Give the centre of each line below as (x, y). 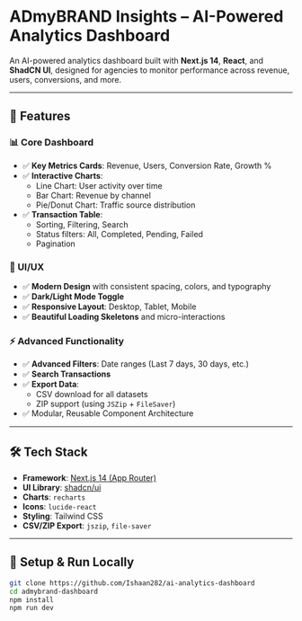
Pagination (56, 244)
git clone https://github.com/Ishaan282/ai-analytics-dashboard (132, 583)
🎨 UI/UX (27, 267)
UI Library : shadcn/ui (62, 488)
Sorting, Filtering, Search (82, 224)
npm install (31, 599)
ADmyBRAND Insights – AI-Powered (147, 17)
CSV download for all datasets (92, 395)
